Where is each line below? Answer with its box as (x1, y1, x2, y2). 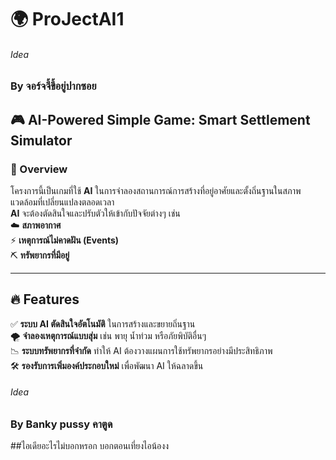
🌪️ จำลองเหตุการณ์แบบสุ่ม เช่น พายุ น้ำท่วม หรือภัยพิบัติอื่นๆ (10, 329, 207, 341)
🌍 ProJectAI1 (10, 8, 125, 31)
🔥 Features (10, 291, 80, 308)
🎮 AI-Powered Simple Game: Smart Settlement (10, 111, 311, 128)
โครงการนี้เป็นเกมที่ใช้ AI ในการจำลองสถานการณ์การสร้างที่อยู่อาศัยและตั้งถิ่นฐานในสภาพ (10, 185, 302, 197)
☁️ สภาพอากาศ (10, 219, 62, 231)
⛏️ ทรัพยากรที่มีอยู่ (10, 249, 70, 261)
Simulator (10, 132, 73, 149)
